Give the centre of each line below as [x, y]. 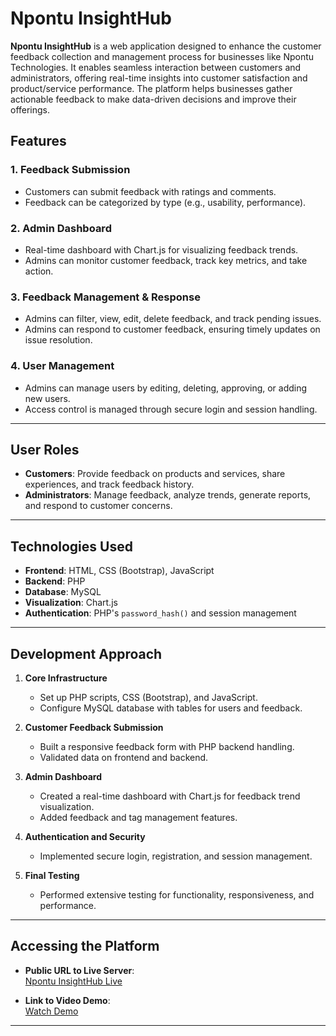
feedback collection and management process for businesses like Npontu [162, 56]
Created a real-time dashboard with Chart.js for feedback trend [170, 796]
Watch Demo [51, 1011]
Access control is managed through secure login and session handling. [171, 409]
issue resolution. [58, 340]
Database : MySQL [63, 592]
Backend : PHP [55, 581]
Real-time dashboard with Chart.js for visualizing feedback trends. [161, 249]
